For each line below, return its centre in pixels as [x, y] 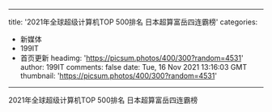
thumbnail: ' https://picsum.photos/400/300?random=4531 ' [118, 75]
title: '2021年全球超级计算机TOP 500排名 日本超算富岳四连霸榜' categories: [133, 22]
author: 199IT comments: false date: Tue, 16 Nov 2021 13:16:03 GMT [134, 67]
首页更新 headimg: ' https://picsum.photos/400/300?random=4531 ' [132, 58]
